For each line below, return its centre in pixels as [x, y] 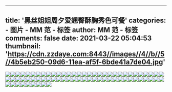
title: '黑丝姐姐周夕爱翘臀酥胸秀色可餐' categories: [86, 21]
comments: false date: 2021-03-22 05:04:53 [79, 38]
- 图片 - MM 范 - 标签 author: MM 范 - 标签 [72, 30]
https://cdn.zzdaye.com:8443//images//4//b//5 [86, 54]
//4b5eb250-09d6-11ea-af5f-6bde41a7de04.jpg [84, 62]
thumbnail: [23, 46]
